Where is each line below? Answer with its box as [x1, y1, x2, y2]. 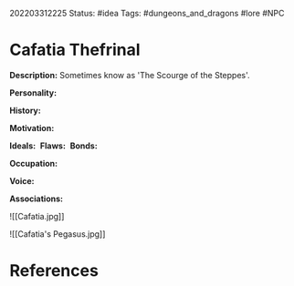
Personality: [9, 87, 58, 98]
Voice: [9, 175, 35, 186]
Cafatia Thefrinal [9, 40, 141, 60]
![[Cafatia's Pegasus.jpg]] [9, 228, 106, 240]
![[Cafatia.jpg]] [9, 210, 65, 221]
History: [9, 105, 41, 116]
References [9, 260, 99, 281]
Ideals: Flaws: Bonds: [9, 140, 98, 151]
